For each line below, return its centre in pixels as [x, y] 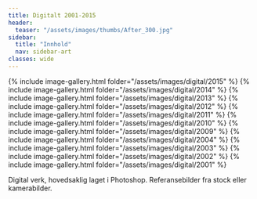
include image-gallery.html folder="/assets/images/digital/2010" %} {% [123, 123]
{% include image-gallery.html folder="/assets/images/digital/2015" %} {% [129, 81]
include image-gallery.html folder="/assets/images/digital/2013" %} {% [123, 98]
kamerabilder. [30, 188]
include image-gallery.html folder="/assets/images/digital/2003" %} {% [124, 148]
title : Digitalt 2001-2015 [52, 15]
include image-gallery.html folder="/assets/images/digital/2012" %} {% [123, 106]
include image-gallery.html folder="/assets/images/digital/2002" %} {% [124, 156]
